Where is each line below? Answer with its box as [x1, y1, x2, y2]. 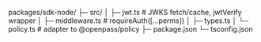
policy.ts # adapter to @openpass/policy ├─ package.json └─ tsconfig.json [8, 25, 253, 33]
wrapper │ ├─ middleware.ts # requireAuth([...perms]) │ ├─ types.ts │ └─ [8, 16, 249, 25]
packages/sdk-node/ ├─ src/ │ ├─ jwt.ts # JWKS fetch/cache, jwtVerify [8, 8, 243, 17]
